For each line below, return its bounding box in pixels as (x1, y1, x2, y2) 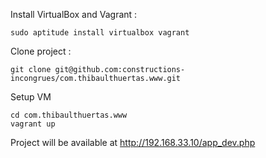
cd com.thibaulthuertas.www (10, 110, 128, 120)
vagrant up (10, 119, 56, 129)
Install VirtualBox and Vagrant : (10, 9, 138, 20)
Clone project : (10, 45, 72, 57)
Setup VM (10, 91, 52, 103)
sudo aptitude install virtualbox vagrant (10, 28, 190, 38)
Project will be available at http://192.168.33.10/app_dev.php (10, 137, 256, 148)
